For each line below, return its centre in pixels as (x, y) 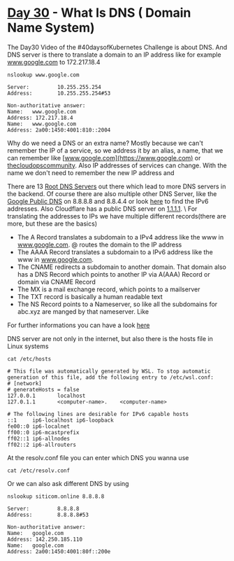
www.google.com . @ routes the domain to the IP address (100, 244)
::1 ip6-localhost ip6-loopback (60, 420)
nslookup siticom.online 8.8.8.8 (56, 496)
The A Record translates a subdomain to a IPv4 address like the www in (120, 237)
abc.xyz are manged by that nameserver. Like (83, 311)
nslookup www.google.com (43, 75)
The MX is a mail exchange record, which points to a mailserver (109, 289)
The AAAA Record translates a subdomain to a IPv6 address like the (115, 252)
